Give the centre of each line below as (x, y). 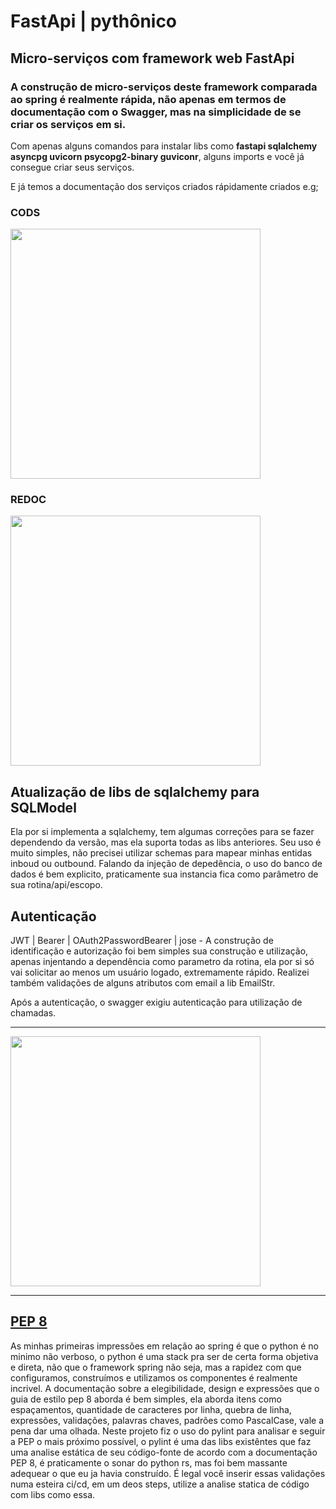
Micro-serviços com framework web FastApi (152, 58)
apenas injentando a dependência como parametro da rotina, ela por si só (162, 962)
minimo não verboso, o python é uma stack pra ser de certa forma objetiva (164, 1356)
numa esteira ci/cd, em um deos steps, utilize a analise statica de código (160, 1484)
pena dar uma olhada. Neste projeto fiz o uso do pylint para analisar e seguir (168, 1431)
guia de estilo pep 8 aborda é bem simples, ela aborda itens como (146, 1399)
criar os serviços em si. (68, 124)
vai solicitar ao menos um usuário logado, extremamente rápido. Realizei (160, 972)
